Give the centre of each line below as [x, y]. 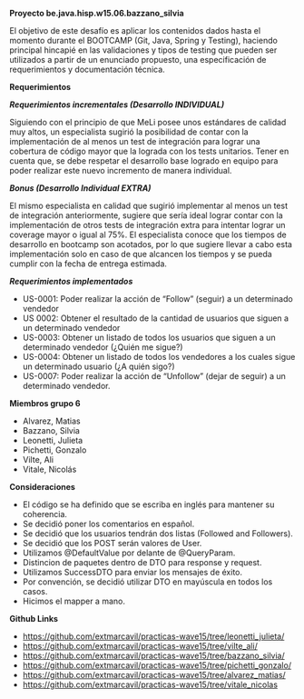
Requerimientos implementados [71, 281]
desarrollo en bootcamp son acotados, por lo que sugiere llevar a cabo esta [151, 244]
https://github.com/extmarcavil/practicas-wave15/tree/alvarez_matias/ [154, 675]
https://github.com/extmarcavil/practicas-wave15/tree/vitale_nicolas [150, 684]
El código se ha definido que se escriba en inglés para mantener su [148, 504]
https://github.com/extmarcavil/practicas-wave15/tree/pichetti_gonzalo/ [157, 665]
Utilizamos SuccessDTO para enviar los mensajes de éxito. [132, 572]
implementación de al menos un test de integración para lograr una [135, 141]
